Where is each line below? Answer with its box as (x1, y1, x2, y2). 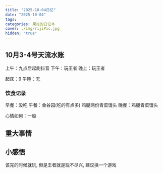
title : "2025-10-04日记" (5, 7, 56, 13)
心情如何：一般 (5, 113, 36, 119)
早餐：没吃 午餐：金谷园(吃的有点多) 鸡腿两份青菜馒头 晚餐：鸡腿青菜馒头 (5, 102, 158, 108)
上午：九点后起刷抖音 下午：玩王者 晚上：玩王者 (5, 65, 105, 71)
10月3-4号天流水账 (5, 51, 65, 60)
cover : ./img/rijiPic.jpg (5, 26, 60, 31)
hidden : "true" (5, 31, 37, 36)
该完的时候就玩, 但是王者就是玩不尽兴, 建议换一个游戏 (5, 162, 117, 168)
